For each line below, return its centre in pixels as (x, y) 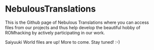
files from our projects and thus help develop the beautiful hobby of (73, 27)
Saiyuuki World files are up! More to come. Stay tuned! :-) (63, 42)
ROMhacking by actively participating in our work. (55, 33)
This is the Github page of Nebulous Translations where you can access (77, 22)
